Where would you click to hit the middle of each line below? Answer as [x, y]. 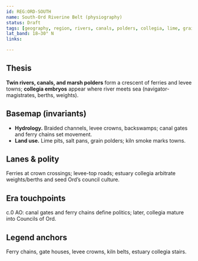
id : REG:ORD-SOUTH [29, 12]
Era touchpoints [36, 198]
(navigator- [156, 89]
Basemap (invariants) [46, 114]
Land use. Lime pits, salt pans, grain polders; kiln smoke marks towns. [100, 140]
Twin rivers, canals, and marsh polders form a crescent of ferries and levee [99, 82]
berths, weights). [58, 95]
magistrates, [21, 95]
